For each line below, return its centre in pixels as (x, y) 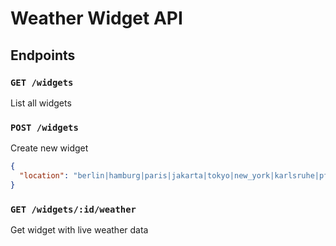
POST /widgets (44, 127)
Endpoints (43, 55)
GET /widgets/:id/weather (73, 209)
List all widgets (41, 103)
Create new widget (49, 148)
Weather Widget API (96, 18)
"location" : (44, 176)
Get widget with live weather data (79, 230)
